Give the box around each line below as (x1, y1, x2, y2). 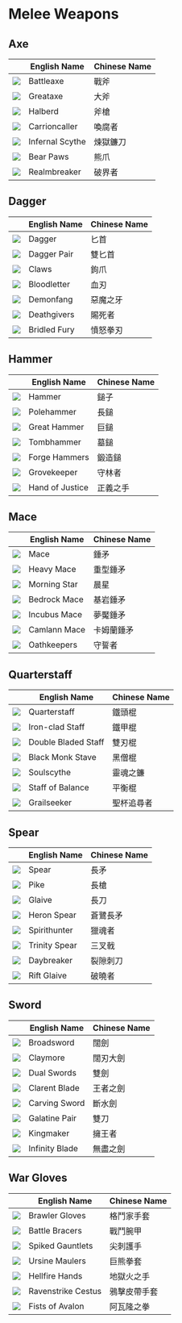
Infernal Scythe (28, 136, 86, 147)
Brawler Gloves (28, 1209, 86, 1221)
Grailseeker (28, 797, 72, 808)
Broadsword (28, 1037, 75, 1048)
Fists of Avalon (28, 1300, 85, 1312)
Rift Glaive (28, 970, 67, 981)
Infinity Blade (28, 1142, 79, 1154)
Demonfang (28, 294, 73, 305)
